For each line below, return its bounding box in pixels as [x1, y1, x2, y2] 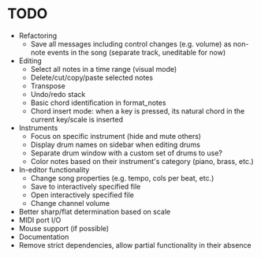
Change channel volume [30, 198, 110, 208]
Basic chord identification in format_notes [30, 98, 166, 107]
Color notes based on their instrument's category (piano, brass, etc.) [30, 156, 254, 166]
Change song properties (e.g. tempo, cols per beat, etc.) [30, 173, 214, 182]
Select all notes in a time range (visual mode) [30, 64, 177, 73]
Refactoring [18, 31, 58, 40]
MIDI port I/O [18, 215, 62, 225]
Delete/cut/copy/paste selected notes [30, 73, 154, 82]
